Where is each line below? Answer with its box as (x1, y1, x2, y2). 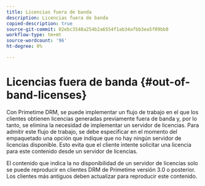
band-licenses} (6, 88, 87, 102)
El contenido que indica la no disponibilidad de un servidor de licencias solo (6, 159, 198, 166)
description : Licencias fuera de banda (6, 15, 109, 21)
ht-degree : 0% (6, 44, 43, 50)
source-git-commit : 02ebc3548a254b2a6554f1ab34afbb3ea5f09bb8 (6, 26, 169, 33)
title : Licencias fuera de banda (6, 9, 92, 15)
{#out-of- (140, 75, 190, 89)
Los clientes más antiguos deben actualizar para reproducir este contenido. (6, 172, 198, 180)
